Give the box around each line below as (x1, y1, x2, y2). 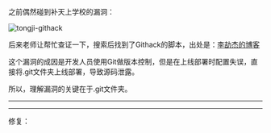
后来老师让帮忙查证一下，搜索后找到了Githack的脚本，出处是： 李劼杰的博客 (8, 39, 261, 49)
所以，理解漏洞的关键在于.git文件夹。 (8, 84, 132, 94)
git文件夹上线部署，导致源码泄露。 (24, 67, 140, 77)
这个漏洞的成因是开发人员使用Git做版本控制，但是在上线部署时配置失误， (8, 57, 252, 66)
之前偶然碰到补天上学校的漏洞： (8, 7, 115, 16)
